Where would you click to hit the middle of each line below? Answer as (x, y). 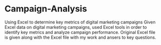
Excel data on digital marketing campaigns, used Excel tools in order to (76, 27)
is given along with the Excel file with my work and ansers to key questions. (80, 37)
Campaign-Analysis (46, 9)
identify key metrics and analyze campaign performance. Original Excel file (80, 32)
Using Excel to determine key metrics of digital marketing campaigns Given (80, 22)
